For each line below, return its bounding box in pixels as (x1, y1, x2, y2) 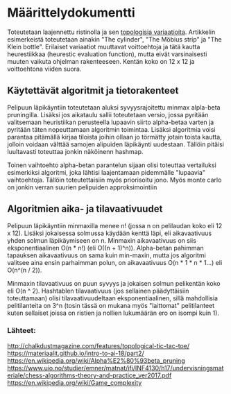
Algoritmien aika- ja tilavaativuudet (7, 203, 163, 215)
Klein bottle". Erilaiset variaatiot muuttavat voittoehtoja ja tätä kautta (7, 42, 200, 51)
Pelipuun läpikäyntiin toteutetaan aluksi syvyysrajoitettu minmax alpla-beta (7, 103, 221, 112)
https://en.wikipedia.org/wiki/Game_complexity (7, 378, 142, 386)
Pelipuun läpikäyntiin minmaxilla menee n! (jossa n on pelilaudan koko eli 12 (7, 221, 223, 230)
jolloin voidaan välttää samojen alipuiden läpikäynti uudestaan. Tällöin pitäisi (7, 140, 224, 148)
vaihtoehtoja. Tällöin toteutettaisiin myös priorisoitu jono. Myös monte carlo (7, 175, 222, 184)
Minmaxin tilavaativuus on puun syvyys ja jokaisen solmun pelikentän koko (7, 279, 221, 287)
